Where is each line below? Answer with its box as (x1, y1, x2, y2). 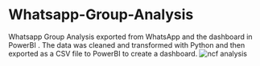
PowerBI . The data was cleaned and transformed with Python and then (8, 40, 246, 49)
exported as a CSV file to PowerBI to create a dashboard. (8, 49, 198, 58)
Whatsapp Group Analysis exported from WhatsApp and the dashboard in (8, 32, 253, 41)
